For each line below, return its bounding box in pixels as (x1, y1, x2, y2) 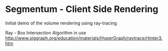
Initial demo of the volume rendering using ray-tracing (5, 20, 117, 26)
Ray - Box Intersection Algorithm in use (5, 29, 87, 35)
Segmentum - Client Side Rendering (5, 3, 158, 15)
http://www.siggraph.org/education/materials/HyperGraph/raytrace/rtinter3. (5, 35, 163, 41)
